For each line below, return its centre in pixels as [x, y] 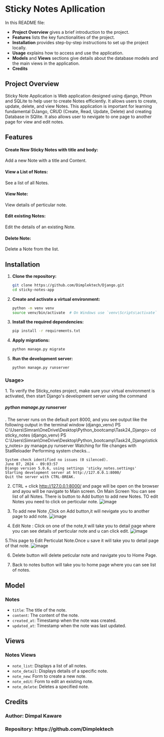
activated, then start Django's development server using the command [76, 396]
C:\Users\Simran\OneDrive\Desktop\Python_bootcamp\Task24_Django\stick [82, 441]
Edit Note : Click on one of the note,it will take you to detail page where [84, 526]
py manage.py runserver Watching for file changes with [81, 446]
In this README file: [25, 23]
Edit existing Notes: [25, 216]
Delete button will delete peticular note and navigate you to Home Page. [85, 555]
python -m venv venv [33, 308]
